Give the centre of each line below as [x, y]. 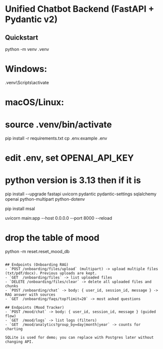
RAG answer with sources [30, 295]
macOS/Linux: [35, 103]
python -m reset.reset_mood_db [37, 252]
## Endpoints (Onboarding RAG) [37, 265]
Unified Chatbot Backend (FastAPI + [80, 9]
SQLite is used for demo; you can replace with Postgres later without [79, 338]
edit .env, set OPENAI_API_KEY [70, 158]
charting [14, 329]
